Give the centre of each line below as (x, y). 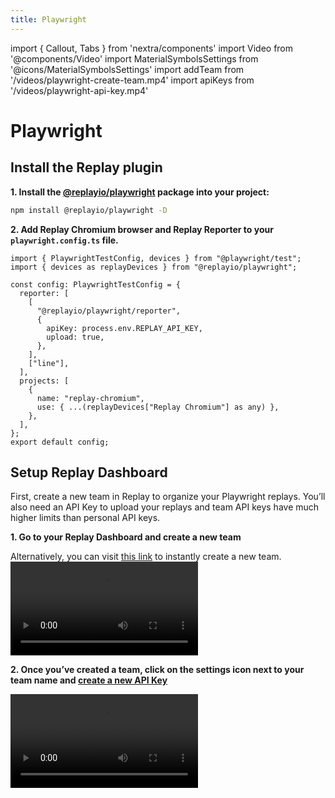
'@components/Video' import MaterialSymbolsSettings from (134, 58)
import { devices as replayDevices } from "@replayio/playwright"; (154, 267)
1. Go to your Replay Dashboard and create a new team (126, 537)
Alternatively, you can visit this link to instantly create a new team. (146, 557)
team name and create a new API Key (89, 680)
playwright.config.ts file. (64, 240)
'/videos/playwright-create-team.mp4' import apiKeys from (132, 80)
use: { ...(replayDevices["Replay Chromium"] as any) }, (158, 407)
